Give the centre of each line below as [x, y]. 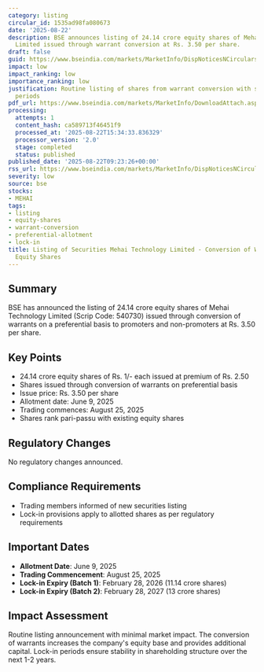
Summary [33, 288]
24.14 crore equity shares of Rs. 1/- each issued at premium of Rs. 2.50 [134, 377]
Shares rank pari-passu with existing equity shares [102, 419]
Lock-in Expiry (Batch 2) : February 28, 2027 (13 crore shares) [120, 591]
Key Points [35, 358]
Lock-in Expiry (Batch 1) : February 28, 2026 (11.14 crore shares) [123, 582]
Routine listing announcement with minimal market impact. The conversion [129, 635]
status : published [46, 154]
